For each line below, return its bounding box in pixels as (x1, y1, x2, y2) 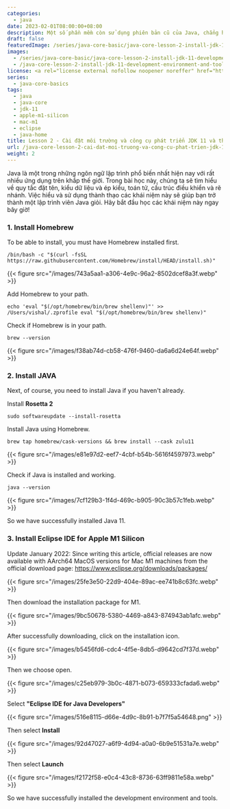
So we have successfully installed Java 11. (7, 517, 126, 525)
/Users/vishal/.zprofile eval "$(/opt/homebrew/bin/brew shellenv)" (7, 309, 207, 316)
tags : (7, 86, 23, 93)
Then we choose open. (7, 666, 72, 674)
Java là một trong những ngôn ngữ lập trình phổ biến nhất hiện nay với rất (7, 169, 215, 177)
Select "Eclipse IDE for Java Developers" (7, 699, 125, 708)
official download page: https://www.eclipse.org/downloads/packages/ (7, 564, 207, 572)
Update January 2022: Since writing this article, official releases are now (7, 549, 212, 557)
